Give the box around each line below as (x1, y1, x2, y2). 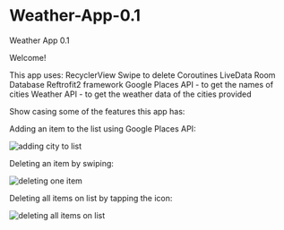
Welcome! (9, 52, 47, 63)
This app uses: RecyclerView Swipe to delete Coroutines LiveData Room (9, 69, 276, 81)
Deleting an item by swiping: (9, 158, 115, 168)
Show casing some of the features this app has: (9, 106, 185, 116)
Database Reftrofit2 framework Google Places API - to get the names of (9, 79, 274, 89)
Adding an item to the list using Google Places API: (9, 123, 196, 134)
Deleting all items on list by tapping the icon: (9, 192, 173, 203)
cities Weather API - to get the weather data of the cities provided (9, 89, 253, 99)
